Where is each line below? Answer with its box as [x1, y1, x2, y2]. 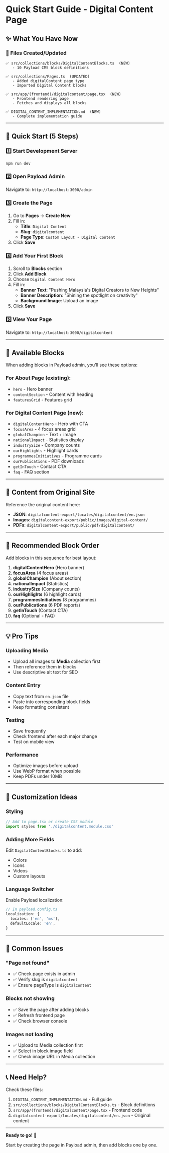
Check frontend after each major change [13, 733, 97, 739]
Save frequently [13, 728, 46, 734]
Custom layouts [13, 873, 46, 879]
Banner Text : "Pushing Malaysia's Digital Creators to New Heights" [20, 287, 159, 293]
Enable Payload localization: [6, 897, 64, 903]
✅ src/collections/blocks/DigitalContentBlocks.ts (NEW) [6, 60, 130, 66]
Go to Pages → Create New [13, 213, 71, 219]
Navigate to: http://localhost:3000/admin [6, 186, 93, 192]
